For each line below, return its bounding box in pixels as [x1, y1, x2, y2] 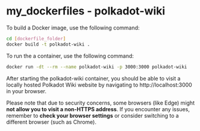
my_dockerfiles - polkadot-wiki [6, 4, 166, 18]
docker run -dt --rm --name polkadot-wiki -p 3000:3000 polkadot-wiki [6, 64, 187, 70]
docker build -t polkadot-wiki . [6, 41, 90, 47]
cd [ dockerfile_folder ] [6, 35, 66, 41]
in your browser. [6, 87, 47, 94]
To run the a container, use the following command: [6, 52, 134, 59]
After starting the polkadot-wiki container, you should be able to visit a [6, 75, 181, 82]
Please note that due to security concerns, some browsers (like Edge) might [6, 99, 195, 106]
